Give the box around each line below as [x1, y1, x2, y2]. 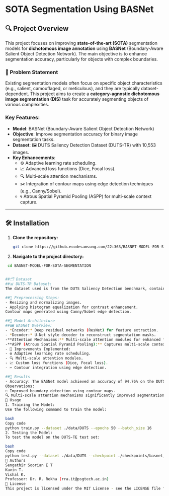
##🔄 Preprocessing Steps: [5, 295, 59, 300]
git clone [12, 244, 34, 250]
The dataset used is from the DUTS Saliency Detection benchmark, [5, 286, 147, 291]
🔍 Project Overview [5, 24, 69, 33]
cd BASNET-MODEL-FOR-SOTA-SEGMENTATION [7, 263, 92, 268]
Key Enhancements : [12, 155, 56, 161]
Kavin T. [5, 467, 24, 472]
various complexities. [5, 102, 49, 108]
